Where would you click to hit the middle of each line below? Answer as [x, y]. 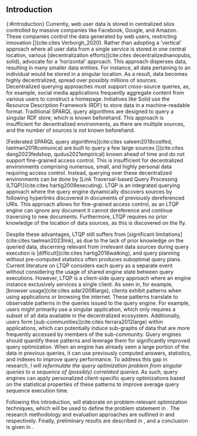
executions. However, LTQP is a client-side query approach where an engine [98, 278]
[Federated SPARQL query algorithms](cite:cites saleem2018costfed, [89, 141]
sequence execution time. [37, 390]
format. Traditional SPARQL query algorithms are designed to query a [90, 111]
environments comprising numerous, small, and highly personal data [89, 167]
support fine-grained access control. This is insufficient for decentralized [95, 160]
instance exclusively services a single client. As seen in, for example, [90, 284]
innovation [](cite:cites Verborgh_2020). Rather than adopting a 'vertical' [94, 42]
